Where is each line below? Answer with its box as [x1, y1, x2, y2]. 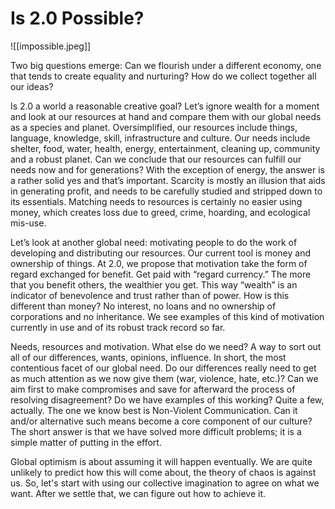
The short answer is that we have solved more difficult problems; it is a [10, 425, 302, 437]
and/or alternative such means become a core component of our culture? [10, 415, 313, 427]
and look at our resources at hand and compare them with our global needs [10, 110, 322, 122]
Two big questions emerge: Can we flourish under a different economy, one [10, 59, 322, 71]
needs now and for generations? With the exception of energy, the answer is [10, 163, 325, 176]
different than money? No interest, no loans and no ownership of [10, 300, 277, 312]
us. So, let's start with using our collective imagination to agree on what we [10, 477, 320, 489]
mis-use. [10, 217, 47, 229]
